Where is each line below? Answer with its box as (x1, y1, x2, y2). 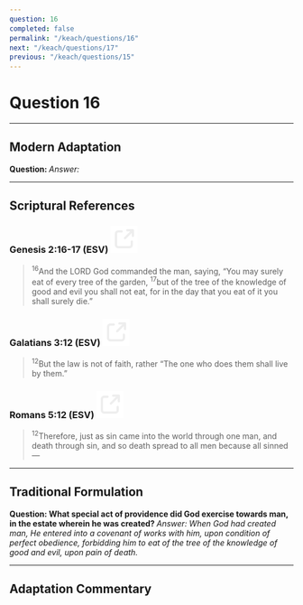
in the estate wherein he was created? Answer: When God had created (9, 517, 277, 528)
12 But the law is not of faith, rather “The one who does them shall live (31, 357, 289, 369)
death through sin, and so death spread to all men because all (31, 440, 262, 451)
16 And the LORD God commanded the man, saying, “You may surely (31, 264, 284, 276)
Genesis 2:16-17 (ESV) (9, 244, 109, 256)
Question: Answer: (9, 163, 79, 174)
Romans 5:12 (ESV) (9, 408, 95, 421)
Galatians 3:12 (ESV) (9, 336, 101, 349)
